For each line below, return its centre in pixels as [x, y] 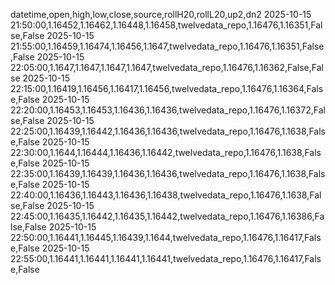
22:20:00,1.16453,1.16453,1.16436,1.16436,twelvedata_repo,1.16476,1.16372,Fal [168, 110]
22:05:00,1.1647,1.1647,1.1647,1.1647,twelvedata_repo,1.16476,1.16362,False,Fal [167, 67]
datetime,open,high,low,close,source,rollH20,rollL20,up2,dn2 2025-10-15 [161, 14]
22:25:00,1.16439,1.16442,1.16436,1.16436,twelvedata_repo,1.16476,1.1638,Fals [168, 131]
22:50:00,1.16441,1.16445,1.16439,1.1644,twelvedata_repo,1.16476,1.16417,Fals [166, 237]
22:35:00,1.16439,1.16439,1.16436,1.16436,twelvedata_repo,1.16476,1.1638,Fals [168, 173]
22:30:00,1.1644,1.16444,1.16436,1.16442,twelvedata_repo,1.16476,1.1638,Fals [166, 152]
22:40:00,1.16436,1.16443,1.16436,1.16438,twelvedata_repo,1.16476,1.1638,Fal [166, 195]
